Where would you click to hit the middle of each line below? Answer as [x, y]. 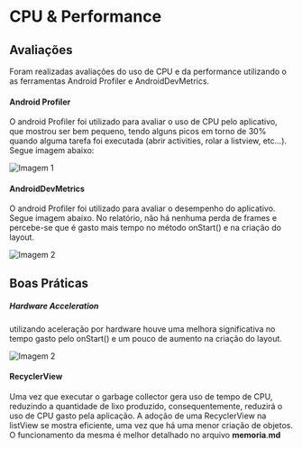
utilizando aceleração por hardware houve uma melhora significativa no [142, 329]
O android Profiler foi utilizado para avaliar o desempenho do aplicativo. [142, 208]
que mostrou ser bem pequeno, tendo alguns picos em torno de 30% [138, 132]
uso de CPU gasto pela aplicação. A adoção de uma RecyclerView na [138, 416]
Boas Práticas [49, 283]
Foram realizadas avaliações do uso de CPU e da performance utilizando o [148, 71]
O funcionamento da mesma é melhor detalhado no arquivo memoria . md [145, 435]
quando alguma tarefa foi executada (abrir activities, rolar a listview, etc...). [148, 141]
